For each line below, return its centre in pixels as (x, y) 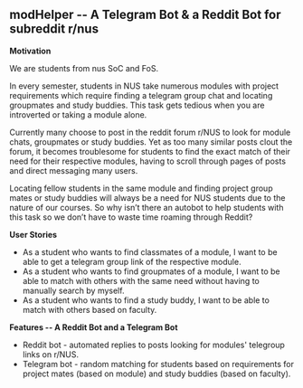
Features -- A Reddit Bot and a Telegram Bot (94, 327)
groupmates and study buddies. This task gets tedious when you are (137, 105)
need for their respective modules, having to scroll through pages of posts (148, 161)
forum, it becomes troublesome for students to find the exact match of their (150, 151)
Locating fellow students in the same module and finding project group (141, 188)
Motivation (30, 51)
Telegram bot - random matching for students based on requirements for (158, 364)
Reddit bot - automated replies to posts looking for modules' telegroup (153, 345)
